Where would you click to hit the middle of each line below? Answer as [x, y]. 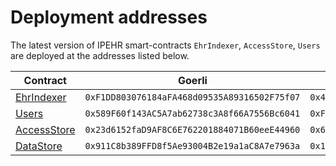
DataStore [39, 146]
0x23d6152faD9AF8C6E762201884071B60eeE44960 [192, 129]
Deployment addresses [109, 17]
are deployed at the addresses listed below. [100, 55]
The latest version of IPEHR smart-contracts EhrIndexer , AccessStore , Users [165, 45]
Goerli [193, 80]
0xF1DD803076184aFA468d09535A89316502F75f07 [192, 97]
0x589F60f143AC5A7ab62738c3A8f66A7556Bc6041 [192, 113]
